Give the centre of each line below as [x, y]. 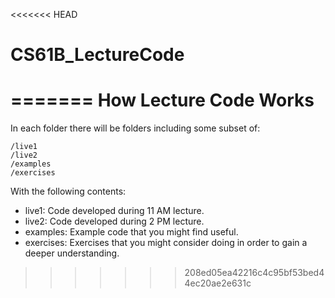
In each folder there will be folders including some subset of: [135, 128]
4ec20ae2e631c [218, 283]
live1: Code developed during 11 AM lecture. [114, 211]
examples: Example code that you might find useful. [131, 232]
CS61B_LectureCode [97, 55]
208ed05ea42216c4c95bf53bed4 [254, 273]
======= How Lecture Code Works [162, 100]
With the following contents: [68, 191]
